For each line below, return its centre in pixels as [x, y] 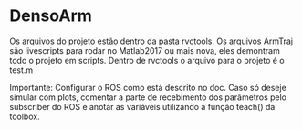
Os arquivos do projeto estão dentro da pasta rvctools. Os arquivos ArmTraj [151, 41]
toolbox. [25, 116]
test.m [21, 70]
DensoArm [51, 16]
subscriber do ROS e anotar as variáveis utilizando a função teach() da [142, 106]
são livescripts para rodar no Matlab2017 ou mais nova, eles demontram [145, 50]
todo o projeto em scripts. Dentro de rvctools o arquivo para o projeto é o [147, 60]
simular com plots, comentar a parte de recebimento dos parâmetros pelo [148, 97]
